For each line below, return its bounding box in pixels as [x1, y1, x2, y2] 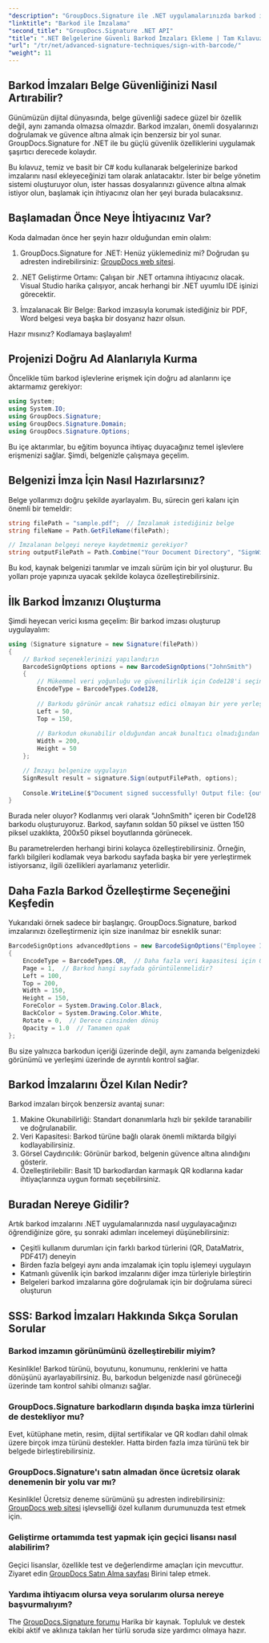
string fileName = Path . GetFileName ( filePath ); [8, 527, 171, 535]
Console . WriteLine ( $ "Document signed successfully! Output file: [22, 789, 246, 797]
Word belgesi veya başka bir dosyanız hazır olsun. [19, 313, 186, 323]
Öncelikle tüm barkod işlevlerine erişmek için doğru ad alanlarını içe [8, 373, 231, 383]
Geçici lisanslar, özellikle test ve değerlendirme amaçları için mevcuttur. [8, 1559, 244, 1570]
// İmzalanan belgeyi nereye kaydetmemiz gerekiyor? [8, 541, 188, 549]
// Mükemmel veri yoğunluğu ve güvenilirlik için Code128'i [37, 678, 242, 686]
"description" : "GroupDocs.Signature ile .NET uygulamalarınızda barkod [8, 11, 256, 20]
